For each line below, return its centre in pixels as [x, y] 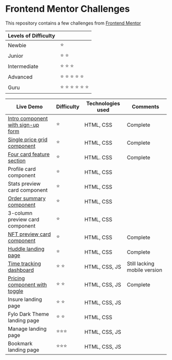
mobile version [145, 270]
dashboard [21, 270]
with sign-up [24, 125]
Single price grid [28, 140]
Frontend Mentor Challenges [68, 9]
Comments [146, 106]
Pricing [16, 278]
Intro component [28, 118]
